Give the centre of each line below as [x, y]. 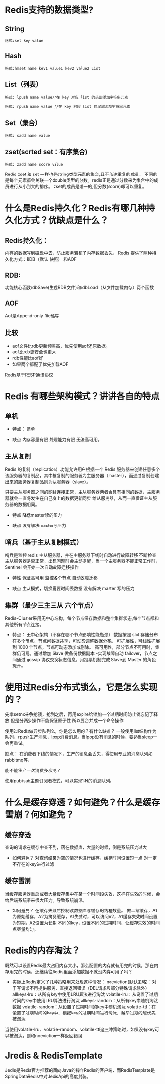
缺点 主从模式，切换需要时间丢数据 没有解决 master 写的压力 [73, 588]
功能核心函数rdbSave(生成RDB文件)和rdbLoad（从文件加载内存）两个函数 [80, 288]
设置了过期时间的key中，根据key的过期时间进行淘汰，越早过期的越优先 [84, 1013]
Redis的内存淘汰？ [42, 951]
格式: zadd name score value [34, 165]
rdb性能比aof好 [27, 358]
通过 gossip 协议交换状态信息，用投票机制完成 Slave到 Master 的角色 [86, 660]
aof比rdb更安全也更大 [34, 352]
